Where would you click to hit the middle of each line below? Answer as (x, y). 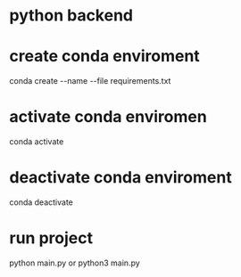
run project (51, 238)
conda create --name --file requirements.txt (90, 81)
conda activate (37, 142)
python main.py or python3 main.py (75, 263)
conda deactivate (42, 202)
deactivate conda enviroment (120, 178)
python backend (71, 16)
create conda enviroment (105, 57)
